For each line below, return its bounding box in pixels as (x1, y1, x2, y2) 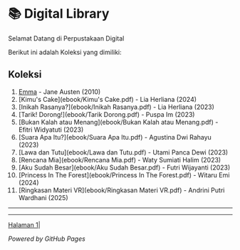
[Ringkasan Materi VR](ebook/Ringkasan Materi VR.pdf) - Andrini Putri (18, 186, 225, 194)
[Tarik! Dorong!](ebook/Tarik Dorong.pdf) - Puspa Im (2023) (18, 110, 195, 118)
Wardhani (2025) (18, 193, 68, 202)
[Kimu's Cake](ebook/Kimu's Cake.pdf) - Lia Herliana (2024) (18, 95, 197, 103)
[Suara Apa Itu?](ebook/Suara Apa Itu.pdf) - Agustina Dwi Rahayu (18, 132, 212, 141)
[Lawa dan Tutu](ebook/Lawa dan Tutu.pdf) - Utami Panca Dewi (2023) (18, 147, 229, 157)
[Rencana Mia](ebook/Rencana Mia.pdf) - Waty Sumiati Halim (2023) (18, 155, 221, 164)
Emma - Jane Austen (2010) (18, 87, 101, 96)
